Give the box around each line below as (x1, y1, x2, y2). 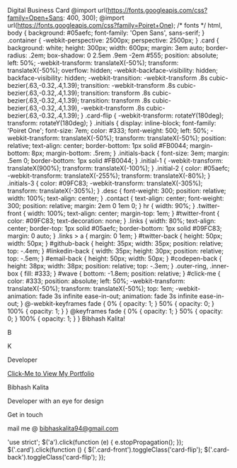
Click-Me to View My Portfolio (7, 370, 95, 377)
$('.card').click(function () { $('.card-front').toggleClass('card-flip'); (7, 445, 203, 454)
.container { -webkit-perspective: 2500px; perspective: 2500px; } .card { (7, 36, 219, 45)
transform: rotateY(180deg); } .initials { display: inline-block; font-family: (7, 119, 216, 127)
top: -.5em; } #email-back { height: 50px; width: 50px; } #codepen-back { (7, 254, 222, 263)
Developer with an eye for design (7, 396, 104, 405)
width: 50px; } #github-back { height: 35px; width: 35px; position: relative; (7, 239, 224, 247)
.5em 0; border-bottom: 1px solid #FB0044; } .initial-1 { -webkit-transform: (7, 156, 224, 165)
